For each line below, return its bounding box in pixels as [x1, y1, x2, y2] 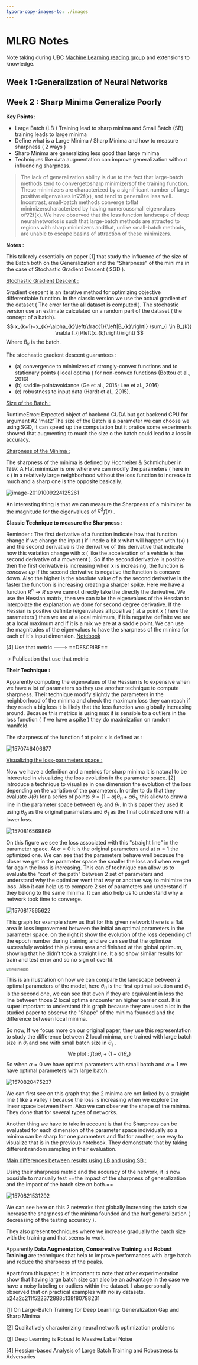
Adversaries [6, 1353, 35, 1360]
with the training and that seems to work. [6, 1234, 106, 1241]
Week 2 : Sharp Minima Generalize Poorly [6, 97, 162, 107]
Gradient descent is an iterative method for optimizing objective [6, 288, 161, 296]
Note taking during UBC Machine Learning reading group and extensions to [6, 54, 190, 61]
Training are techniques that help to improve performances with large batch [6, 1251, 191, 1259]
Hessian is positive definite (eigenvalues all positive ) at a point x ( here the [6, 607, 189, 614]
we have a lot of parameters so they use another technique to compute [6, 684, 179, 691]
